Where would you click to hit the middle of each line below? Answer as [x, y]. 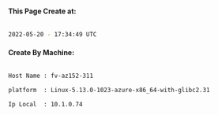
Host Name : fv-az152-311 [51, 76]
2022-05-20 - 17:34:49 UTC [53, 35]
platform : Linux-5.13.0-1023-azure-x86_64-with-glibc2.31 [109, 91]
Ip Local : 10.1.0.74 [45, 105]
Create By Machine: [41, 52]
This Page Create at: [42, 11]
